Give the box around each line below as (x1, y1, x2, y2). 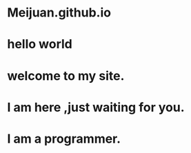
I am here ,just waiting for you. (7, 99, 185, 115)
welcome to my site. (7, 68, 125, 83)
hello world (7, 37, 72, 52)
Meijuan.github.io (7, 5, 112, 21)
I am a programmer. (7, 131, 121, 146)
